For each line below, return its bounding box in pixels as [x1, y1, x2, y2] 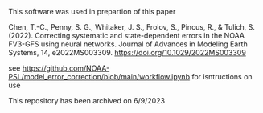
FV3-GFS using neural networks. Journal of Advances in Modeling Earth [8, 39, 248, 49]
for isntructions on [191, 72, 253, 81]
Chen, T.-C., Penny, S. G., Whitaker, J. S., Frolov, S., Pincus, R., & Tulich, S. [8, 22, 256, 31]
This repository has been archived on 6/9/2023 [8, 96, 166, 105]
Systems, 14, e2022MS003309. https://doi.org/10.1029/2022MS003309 [8, 48, 247, 57]
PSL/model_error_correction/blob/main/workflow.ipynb [8, 72, 191, 81]
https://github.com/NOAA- [22, 63, 110, 73]
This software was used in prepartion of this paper [8, 7, 176, 16]
